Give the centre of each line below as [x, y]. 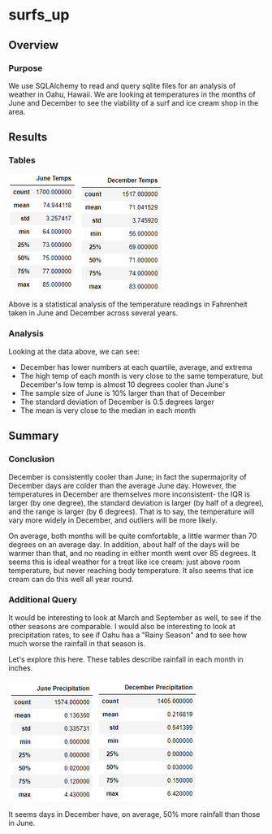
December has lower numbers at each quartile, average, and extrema [136, 367]
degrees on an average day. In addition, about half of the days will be [124, 544]
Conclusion [32, 459]
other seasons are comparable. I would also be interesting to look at [122, 626]
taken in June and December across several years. [93, 313]
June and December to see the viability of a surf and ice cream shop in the [134, 102]
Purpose [26, 68]
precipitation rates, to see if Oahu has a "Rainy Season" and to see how [128, 635]
